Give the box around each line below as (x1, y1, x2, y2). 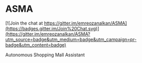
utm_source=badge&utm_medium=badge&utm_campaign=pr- (5, 36, 137, 43)
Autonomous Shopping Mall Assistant (5, 52, 85, 58)
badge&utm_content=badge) (5, 41, 66, 48)
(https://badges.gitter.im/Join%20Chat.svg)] (5, 25, 99, 31)
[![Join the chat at (5, 20, 43, 26)
